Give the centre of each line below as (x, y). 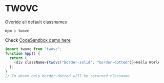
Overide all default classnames (36, 22)
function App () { (23, 53)
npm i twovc (17, 31)
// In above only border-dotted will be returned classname (68, 76)
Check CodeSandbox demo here (38, 40)
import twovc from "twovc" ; (34, 49)
